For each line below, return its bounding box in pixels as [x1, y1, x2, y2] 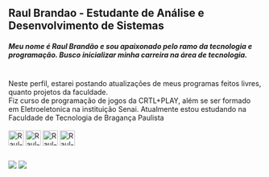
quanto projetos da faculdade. [8, 88, 109, 97]
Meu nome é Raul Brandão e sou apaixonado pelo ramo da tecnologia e [8, 41, 252, 51]
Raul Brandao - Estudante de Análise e [8, 6, 205, 20]
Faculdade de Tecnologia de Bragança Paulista [8, 113, 164, 123]
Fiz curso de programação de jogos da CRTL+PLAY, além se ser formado [8, 96, 251, 105]
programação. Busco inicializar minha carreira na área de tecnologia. [8, 50, 248, 60]
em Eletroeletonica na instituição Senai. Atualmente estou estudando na [8, 105, 247, 114]
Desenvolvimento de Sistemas [8, 19, 165, 33]
